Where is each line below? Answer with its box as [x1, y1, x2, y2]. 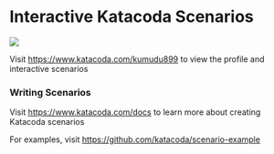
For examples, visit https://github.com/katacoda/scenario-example [9, 134, 260, 145]
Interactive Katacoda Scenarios [9, 6, 254, 27]
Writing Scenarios [9, 86, 91, 98]
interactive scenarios [9, 63, 89, 74]
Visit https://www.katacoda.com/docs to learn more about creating [9, 107, 261, 118]
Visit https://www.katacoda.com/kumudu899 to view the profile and [9, 53, 265, 65]
